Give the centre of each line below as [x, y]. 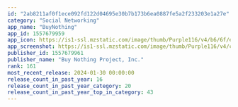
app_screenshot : [31, 46]
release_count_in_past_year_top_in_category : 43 [80, 92]
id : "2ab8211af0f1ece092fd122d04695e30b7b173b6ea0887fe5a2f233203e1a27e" [119, 14]
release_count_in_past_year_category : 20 [69, 86]
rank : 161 [22, 66]
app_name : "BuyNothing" [42, 27]
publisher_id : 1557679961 [45, 53]
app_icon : [22, 40]
